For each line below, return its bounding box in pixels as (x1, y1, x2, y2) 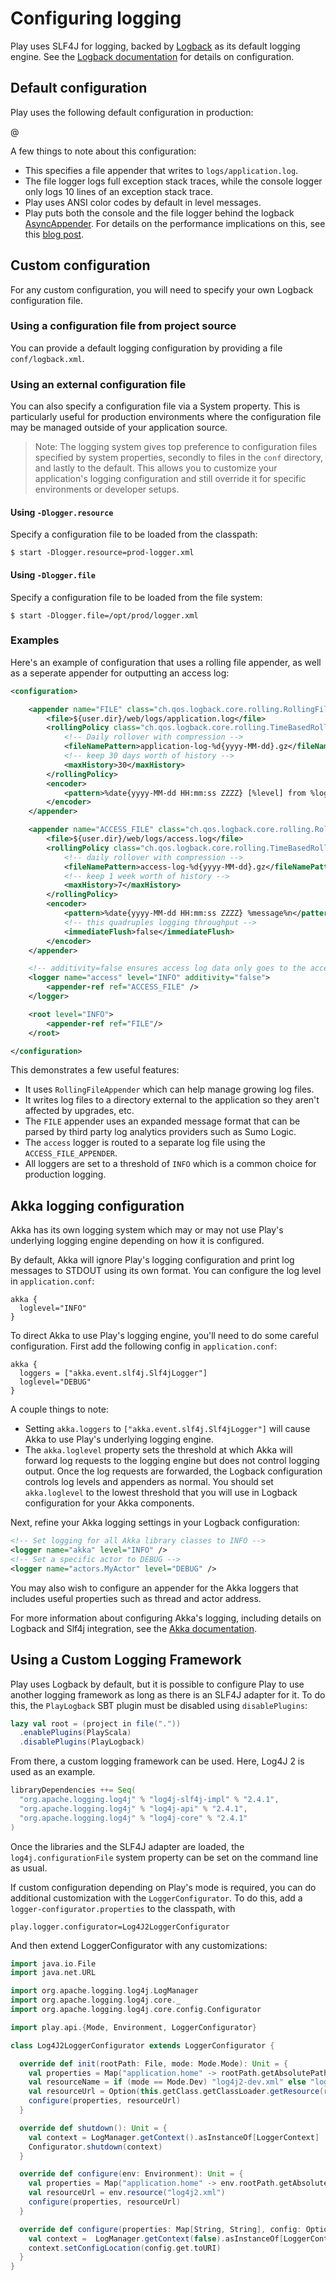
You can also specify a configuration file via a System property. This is (10, 400, 301, 412)
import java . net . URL (10, 1968, 97, 1978)
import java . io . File (10, 1958, 97, 1969)
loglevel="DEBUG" (19, 1377, 92, 1387)
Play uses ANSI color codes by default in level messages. (24, 196, 262, 208)
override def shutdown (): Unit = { (19, 2123, 168, 2133)
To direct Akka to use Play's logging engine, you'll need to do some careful (10, 1330, 319, 1342)
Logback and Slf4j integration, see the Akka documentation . (10, 1622, 257, 1634)
